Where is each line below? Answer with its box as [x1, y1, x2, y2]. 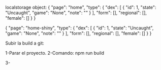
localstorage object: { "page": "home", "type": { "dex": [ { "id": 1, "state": [5, 5, 156, 10]
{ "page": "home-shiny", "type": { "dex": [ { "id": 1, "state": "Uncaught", [5, 25, 154, 31]
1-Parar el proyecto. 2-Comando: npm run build [5, 50, 105, 56]
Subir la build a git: [5, 40, 45, 46]
